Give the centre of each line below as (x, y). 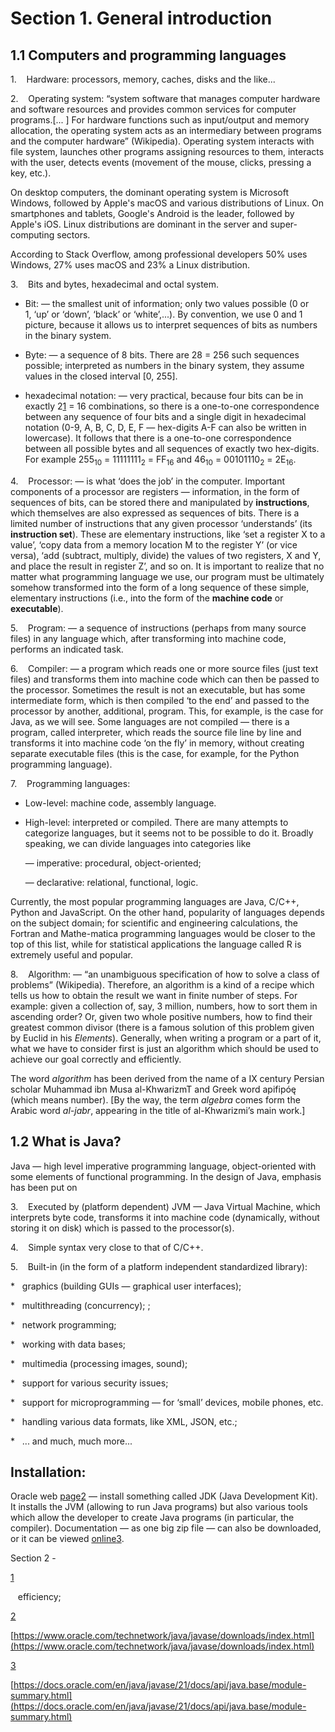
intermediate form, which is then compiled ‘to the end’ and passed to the (160, 700)
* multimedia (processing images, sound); (99, 1363)
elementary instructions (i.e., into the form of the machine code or (147, 598)
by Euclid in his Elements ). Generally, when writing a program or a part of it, (166, 1038)
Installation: (48, 1472)
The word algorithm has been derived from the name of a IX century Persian (167, 1078)
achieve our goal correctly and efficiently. (96, 1059)
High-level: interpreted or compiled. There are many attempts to (156, 822)
